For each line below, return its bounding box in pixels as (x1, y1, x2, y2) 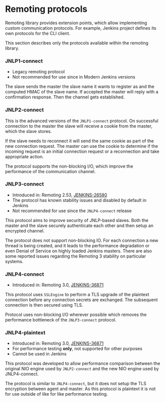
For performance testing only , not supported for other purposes (12, 346, 143, 352)
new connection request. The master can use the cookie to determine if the (5, 143, 159, 149)
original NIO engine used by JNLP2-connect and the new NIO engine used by (5, 366, 159, 372)
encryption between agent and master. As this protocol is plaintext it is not (5, 386, 156, 392)
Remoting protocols (5, 3, 88, 15)
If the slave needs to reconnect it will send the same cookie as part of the (5, 137, 154, 144)
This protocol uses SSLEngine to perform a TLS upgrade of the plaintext (5, 292, 149, 298)
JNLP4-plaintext (5, 329, 46, 336)
